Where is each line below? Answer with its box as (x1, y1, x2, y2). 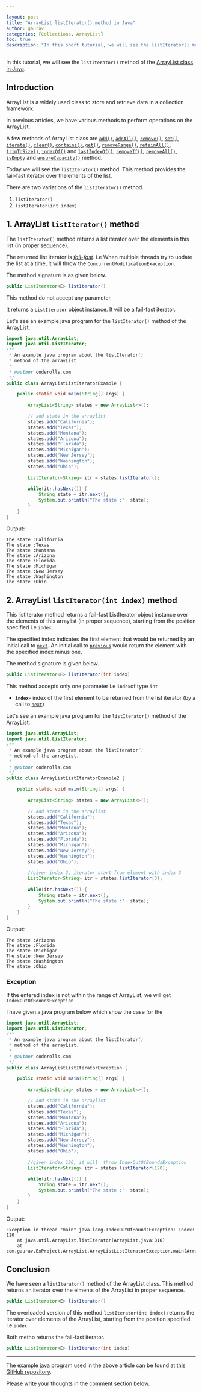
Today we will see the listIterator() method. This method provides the (6, 165, 186, 172)
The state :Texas (6, 542, 50, 548)
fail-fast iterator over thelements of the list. (6, 172, 112, 179)
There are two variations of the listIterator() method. (6, 183, 144, 190)
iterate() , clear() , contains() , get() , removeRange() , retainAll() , (6, 141, 171, 148)
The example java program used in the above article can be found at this (6, 1362, 186, 1369)
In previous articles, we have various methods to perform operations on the (6, 116, 193, 124)
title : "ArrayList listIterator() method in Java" (6, 19, 136, 26)
